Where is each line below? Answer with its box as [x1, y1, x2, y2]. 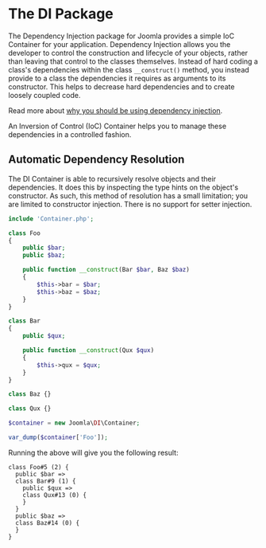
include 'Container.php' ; [8, 214, 94, 223]
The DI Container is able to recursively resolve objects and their [8, 174, 217, 183]
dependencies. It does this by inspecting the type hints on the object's [8, 182, 239, 192]
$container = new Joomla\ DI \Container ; [8, 419, 141, 427]
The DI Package [8, 5, 114, 23]
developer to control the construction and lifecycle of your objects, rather [8, 48, 249, 57]
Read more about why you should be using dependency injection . [8, 105, 223, 115]
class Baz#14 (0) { [15, 519, 80, 526]
